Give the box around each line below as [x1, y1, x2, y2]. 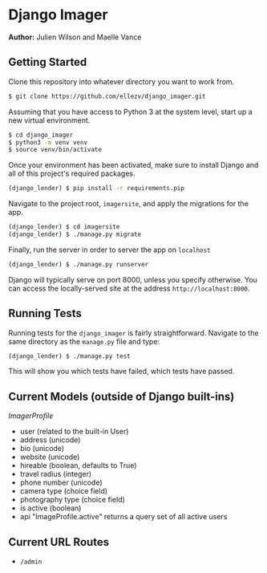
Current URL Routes [8, 535, 110, 549]
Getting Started [8, 55, 87, 69]
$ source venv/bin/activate [8, 146, 103, 154]
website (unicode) [19, 452, 80, 462]
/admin [19, 558, 42, 567]
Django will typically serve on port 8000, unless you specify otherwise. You [8, 274, 258, 284]
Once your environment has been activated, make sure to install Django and [8, 161, 259, 170]
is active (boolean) [19, 503, 82, 513]
